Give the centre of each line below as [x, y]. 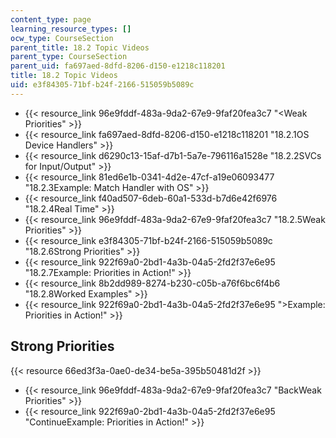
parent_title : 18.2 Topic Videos [80, 47]
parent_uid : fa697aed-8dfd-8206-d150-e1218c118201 [118, 66]
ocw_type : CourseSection [62, 38]
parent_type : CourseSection [69, 57]
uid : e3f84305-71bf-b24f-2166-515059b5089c [102, 85]
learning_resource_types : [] [71, 29]
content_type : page [51, 19]
